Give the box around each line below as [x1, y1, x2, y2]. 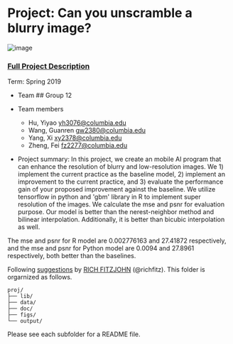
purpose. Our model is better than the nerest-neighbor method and [17, 208, 215, 216]
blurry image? [7, 20, 92, 36]
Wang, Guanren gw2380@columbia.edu [28, 126, 146, 135]
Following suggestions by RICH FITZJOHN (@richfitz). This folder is [7, 265, 205, 274]
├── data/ [7, 299, 37, 306]
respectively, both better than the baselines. [7, 252, 136, 260]
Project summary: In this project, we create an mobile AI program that [17, 155, 222, 164]
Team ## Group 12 [17, 91, 72, 100]
